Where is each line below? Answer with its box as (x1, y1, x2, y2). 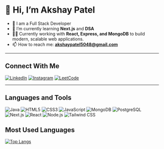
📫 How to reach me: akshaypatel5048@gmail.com (12, 41, 118, 47)
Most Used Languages (5, 126, 75, 134)
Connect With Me (5, 62, 60, 70)
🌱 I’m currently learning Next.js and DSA (12, 25, 94, 31)
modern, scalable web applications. (12, 36, 84, 42)
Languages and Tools (5, 93, 72, 102)
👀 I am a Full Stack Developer (12, 20, 71, 26)
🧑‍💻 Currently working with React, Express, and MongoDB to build (12, 31, 145, 37)
